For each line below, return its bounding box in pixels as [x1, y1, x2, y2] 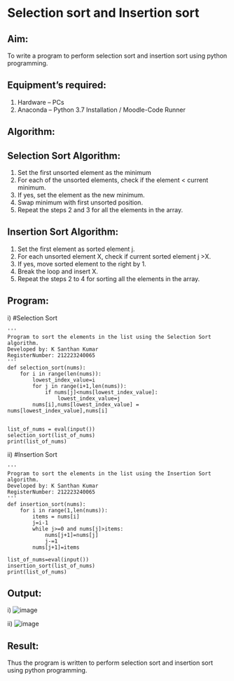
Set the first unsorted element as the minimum [17, 169, 152, 177]
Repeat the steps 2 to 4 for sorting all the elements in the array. [17, 274, 200, 283]
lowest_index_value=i [32, 376, 96, 384]
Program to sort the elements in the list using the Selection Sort [7, 333, 212, 340]
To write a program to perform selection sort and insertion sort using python [7, 51, 228, 60]
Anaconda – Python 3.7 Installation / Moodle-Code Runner [17, 105, 186, 114]
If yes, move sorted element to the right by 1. [17, 259, 146, 268]
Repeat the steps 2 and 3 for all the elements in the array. [17, 206, 184, 214]
